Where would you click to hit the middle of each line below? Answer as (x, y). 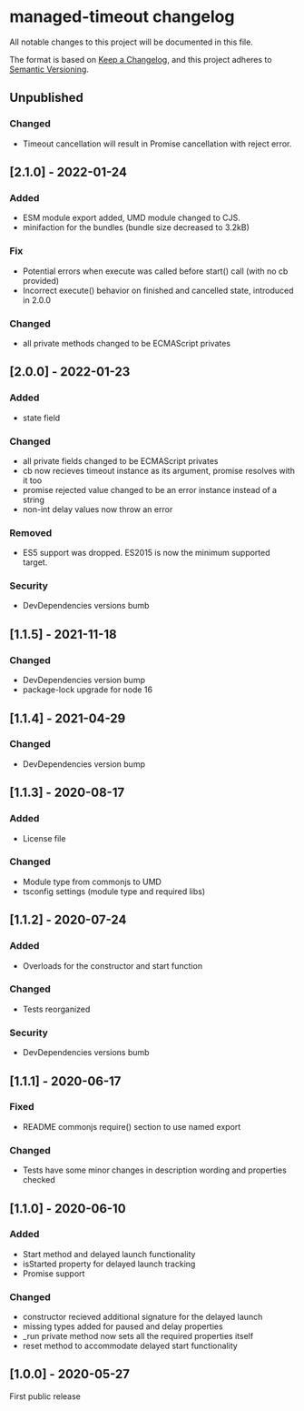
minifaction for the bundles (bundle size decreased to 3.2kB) (136, 227)
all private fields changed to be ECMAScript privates (120, 460)
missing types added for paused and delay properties (123, 1326)
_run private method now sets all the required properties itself (138, 1336)
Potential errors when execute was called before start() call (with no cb (155, 271)
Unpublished (46, 98)
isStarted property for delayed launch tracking (109, 1264)
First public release (45, 1396)
